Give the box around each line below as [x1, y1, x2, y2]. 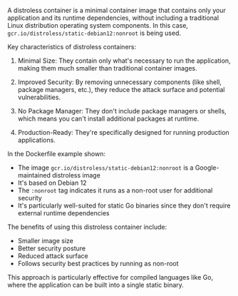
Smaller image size [17, 237, 73, 245]
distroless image [52, 171, 101, 179]
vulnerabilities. [17, 93, 61, 101]
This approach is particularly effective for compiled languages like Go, [7, 273, 214, 281]
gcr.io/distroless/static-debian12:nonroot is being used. [7, 29, 182, 37]
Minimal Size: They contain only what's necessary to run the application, [17, 56, 231, 65]
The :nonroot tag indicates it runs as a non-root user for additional [17, 186, 213, 195]
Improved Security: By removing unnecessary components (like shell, [17, 78, 222, 86]
